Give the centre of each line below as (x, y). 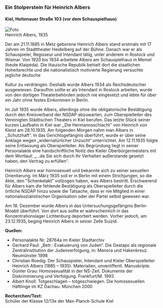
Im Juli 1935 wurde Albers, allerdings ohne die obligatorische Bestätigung (78, 110)
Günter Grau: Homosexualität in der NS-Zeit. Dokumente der (72, 271)
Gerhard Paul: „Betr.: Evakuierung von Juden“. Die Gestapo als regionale (84, 245)
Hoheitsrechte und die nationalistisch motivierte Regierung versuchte (74, 70)
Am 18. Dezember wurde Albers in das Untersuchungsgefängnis (69, 206)
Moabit (12, 211)
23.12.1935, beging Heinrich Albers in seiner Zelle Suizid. (61, 221)
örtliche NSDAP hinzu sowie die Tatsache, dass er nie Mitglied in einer (75, 191)
